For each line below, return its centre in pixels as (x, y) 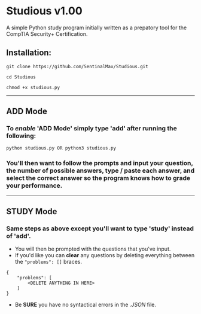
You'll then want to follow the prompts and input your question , (100, 163)
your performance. (34, 185)
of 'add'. (19, 236)
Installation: (29, 53)
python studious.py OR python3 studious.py (61, 148)
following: (21, 136)
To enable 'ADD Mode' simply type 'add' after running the (92, 129)
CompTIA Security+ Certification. (47, 33)
